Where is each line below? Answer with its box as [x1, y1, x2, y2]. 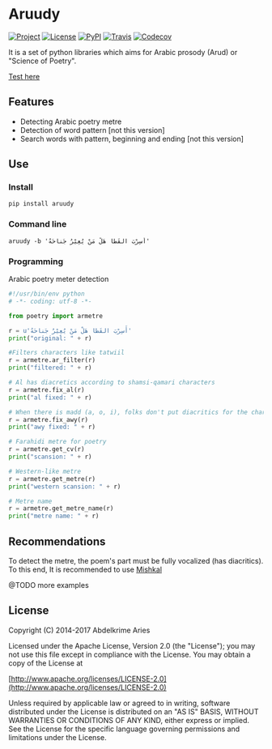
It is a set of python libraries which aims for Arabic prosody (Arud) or [8, 47, 238, 57]
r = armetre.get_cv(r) [8, 445, 85, 453]
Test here [8, 71, 40, 81]
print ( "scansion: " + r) [8, 453, 92, 462]
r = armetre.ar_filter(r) [8, 356, 96, 364]
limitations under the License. [8, 732, 107, 742]
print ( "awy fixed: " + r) [8, 423, 96, 432]
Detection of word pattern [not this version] [19, 125, 165, 134]
